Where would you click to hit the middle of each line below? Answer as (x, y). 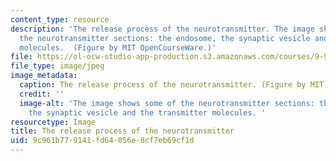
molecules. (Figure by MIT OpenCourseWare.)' (118, 47)
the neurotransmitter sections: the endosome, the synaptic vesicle (165, 38)
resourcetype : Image (53, 122)
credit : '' (42, 94)
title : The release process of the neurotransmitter (122, 131)
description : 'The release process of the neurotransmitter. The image (162, 29)
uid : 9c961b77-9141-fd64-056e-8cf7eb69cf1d (102, 141)
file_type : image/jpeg (57, 66)
